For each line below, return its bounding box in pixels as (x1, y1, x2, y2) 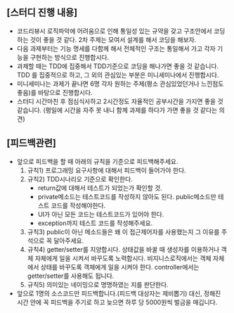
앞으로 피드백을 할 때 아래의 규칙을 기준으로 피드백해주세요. (16, 157, 178, 165)
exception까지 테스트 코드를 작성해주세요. (37, 219, 153, 227)
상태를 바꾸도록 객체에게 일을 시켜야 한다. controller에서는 (40, 262, 200, 271)
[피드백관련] (6, 137, 57, 149)
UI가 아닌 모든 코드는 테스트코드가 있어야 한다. (37, 210, 164, 218)
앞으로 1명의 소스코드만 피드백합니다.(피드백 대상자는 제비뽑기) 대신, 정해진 (16, 289, 221, 298)
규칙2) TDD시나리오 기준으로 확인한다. (27, 174, 133, 183)
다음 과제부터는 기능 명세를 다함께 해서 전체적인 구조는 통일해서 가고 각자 (16, 44, 216, 53)
